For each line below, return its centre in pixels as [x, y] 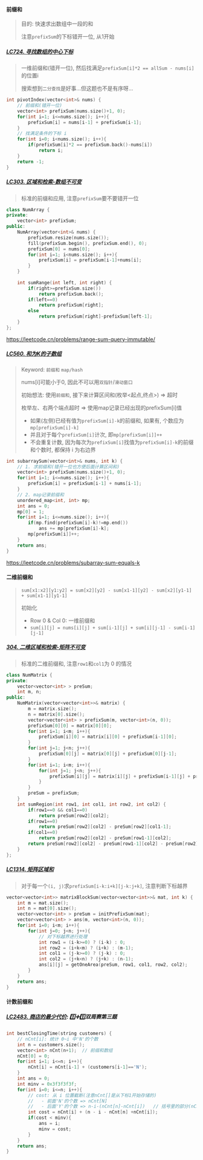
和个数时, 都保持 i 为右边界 [63, 449]
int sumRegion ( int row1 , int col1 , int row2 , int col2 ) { [92, 804]
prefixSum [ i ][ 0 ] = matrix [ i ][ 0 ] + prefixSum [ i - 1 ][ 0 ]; [108, 737]
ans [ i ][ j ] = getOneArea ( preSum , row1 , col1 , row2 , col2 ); [113, 965]
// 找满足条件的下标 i [42, 134]
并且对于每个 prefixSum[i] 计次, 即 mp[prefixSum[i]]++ [96, 434]
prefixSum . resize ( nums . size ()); [69, 238]
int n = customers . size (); [51, 1044]
